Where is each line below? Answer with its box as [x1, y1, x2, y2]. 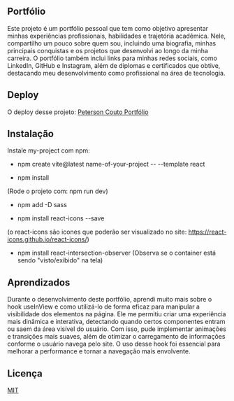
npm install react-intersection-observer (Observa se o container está [17, 248, 217, 258]
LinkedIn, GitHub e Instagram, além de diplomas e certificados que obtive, [7, 61, 221, 69]
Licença [7, 367, 43, 379]
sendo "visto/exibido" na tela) [17, 256, 103, 265]
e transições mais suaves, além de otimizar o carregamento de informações [7, 332, 226, 341]
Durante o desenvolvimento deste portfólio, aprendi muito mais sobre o [7, 295, 212, 304]
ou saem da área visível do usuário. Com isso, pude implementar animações [7, 325, 227, 333]
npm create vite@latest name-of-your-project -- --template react [17, 160, 205, 169]
